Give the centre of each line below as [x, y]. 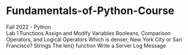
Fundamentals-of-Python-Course [90, 11]
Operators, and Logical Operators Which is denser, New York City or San [94, 39]
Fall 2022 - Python [28, 27]
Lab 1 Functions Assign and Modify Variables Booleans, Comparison [88, 33]
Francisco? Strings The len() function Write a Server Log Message [86, 46]
